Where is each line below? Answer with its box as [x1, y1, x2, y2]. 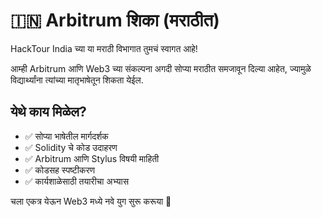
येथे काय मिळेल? [10, 104, 87, 121]
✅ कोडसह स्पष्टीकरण [24, 164, 96, 176]
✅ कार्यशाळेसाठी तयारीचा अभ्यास [24, 175, 130, 187]
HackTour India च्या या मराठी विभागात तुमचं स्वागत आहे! [10, 42, 198, 54]
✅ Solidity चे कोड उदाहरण [24, 141, 118, 153]
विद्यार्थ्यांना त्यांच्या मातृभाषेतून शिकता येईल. [10, 74, 144, 86]
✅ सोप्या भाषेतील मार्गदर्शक [24, 130, 109, 142]
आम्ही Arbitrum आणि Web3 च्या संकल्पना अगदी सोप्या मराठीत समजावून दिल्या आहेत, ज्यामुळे [10, 62, 312, 74]
